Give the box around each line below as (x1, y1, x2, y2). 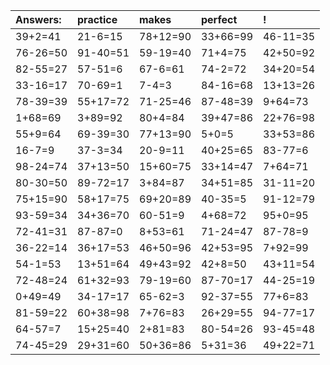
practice (77, 13, 118, 26)
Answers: (15, 13, 62, 26)
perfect (201, 13, 238, 26)
